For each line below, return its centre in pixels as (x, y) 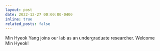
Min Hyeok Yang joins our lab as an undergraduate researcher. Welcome (80, 38)
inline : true (19, 19)
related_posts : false (28, 24)
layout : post (19, 10)
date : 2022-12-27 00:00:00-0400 (39, 14)
